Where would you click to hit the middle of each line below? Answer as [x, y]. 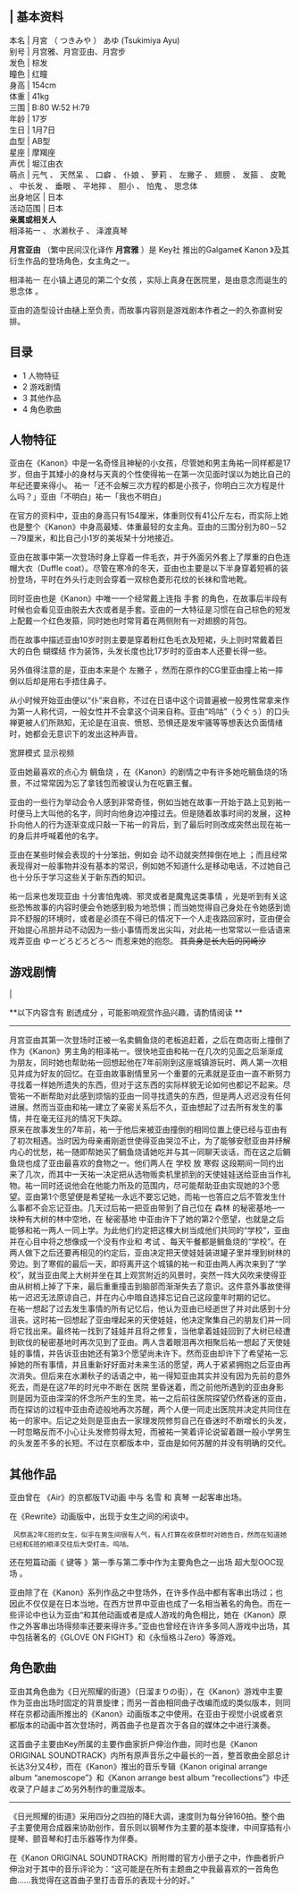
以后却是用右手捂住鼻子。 [64, 681]
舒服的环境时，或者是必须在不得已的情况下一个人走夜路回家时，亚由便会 [158, 919]
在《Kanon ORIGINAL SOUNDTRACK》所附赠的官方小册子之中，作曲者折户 [147, 1857]
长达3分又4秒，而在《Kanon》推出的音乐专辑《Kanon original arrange [138, 1766]
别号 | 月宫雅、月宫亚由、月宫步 [68, 51]
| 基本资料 [37, 17]
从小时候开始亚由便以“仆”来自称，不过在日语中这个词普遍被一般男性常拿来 [146, 700]
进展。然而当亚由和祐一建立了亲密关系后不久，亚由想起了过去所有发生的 [142, 1107]
